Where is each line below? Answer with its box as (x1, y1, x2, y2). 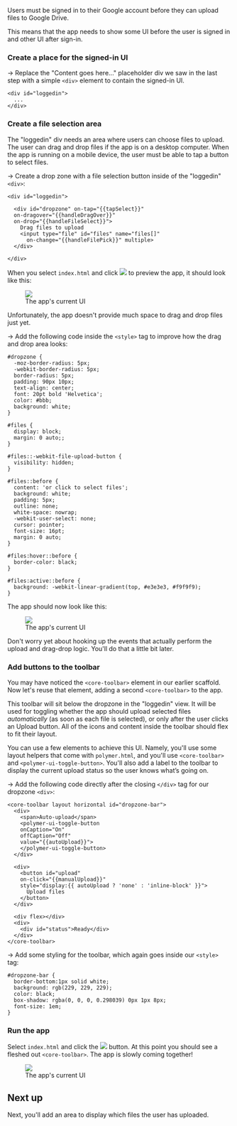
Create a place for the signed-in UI (7, 53, 128, 63)
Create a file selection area (7, 119, 102, 129)
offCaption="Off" (20, 832, 72, 840)
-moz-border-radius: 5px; (13, 359, 91, 367)
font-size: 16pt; (13, 527, 65, 535)
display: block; (13, 428, 62, 435)
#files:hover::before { (7, 552, 78, 559)
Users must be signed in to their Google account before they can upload (7, 6, 219, 14)
